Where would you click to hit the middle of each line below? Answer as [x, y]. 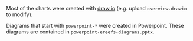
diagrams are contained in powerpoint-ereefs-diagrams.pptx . [80, 32]
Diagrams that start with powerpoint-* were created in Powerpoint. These [95, 26]
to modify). [19, 14]
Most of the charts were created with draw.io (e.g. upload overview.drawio [97, 8]
